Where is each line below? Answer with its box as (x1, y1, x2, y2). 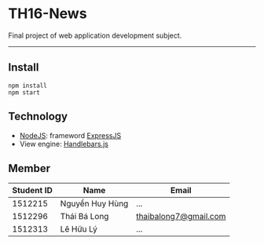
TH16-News (8, 5, 88, 23)
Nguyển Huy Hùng (60, 198, 129, 209)
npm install (8, 82, 47, 90)
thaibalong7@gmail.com (136, 211, 226, 222)
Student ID (12, 185, 53, 196)
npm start (8, 88, 41, 97)
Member (8, 162, 51, 175)
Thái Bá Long (60, 211, 109, 222)
